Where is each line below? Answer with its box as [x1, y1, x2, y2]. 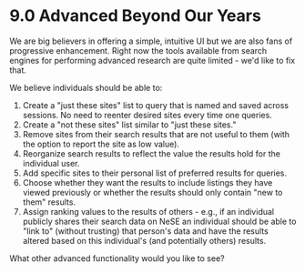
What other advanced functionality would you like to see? [9, 252, 225, 264]
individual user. [22, 157, 80, 168]
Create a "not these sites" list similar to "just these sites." [22, 119, 237, 130]
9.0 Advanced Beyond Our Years [9, 5, 261, 26]
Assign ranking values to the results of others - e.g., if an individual [22, 206, 275, 217]
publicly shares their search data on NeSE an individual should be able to [22, 216, 297, 227]
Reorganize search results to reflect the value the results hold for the [22, 147, 280, 159]
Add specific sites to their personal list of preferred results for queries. [22, 167, 288, 178]
